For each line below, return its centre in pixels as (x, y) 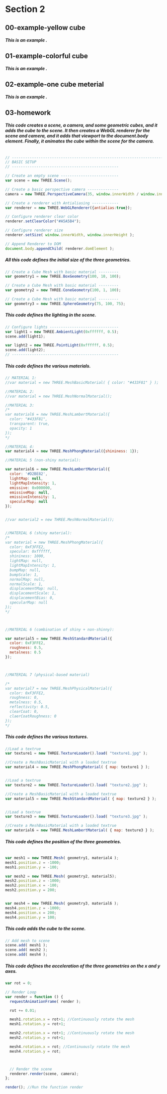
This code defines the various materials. (48, 366)
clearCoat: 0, (24, 712)
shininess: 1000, (28, 556)
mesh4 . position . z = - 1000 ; (33, 908)
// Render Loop (21, 992)
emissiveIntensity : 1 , (33, 497)
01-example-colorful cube (46, 56)
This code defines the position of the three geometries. (63, 841)
